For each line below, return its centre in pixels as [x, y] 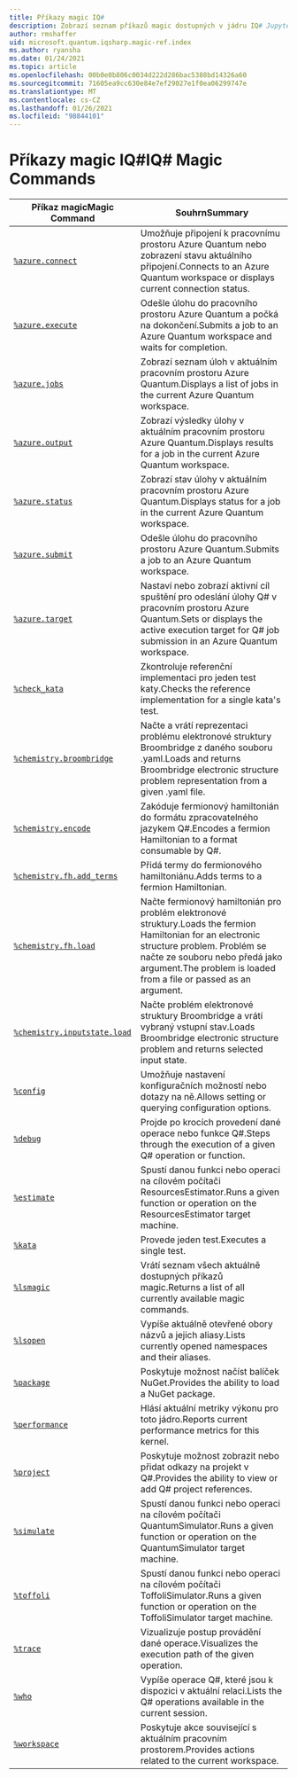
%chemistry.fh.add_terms [66, 876]
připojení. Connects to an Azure [205, 267]
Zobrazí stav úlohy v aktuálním [204, 480]
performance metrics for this [200, 1430]
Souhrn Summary [212, 213]
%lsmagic [32, 1288]
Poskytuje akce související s [198, 1727]
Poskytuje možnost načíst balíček [210, 1372]
